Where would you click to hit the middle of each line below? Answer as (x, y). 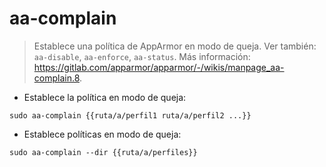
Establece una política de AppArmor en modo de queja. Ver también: (175, 46)
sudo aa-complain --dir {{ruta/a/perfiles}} (103, 152)
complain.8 (57, 78)
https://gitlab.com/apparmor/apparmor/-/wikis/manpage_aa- (159, 67)
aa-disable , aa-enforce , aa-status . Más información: (142, 56)
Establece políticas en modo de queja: (102, 134)
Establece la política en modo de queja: (105, 97)
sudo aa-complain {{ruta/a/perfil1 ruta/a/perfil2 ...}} (130, 115)
